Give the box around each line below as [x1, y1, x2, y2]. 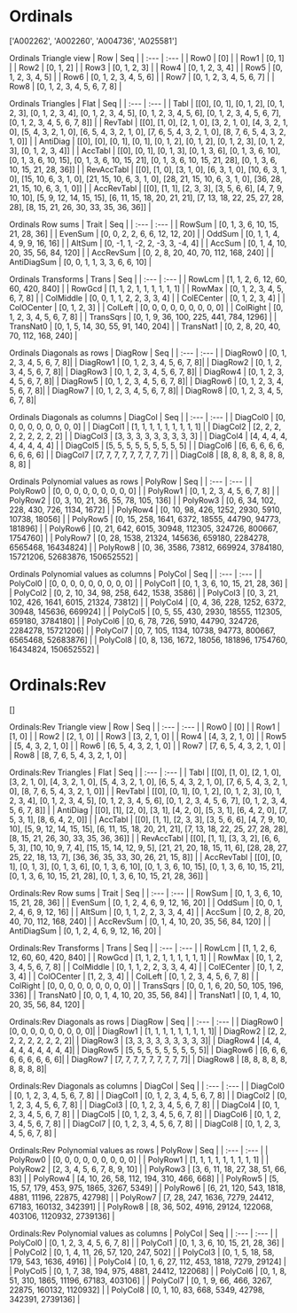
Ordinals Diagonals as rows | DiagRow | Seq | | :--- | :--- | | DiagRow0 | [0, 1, [9, 348, 287, 358]
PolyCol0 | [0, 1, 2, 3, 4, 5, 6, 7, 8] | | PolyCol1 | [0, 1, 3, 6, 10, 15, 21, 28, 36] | [9, 1237, 285, 1247]
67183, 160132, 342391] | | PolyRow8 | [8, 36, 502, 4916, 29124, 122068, [9, 1201, 273, 1212]
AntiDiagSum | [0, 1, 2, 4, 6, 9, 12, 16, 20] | [9, 925, 161, 936]
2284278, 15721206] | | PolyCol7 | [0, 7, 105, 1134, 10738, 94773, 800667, [9, 625, 277, 636]
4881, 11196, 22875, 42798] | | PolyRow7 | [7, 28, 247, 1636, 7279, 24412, [9, 1192, 275, 1202]
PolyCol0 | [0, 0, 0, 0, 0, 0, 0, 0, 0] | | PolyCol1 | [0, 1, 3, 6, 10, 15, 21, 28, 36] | [9, 578, 288, 589]
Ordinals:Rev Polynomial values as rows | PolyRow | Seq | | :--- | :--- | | [9, 1145, 269, 1155]
